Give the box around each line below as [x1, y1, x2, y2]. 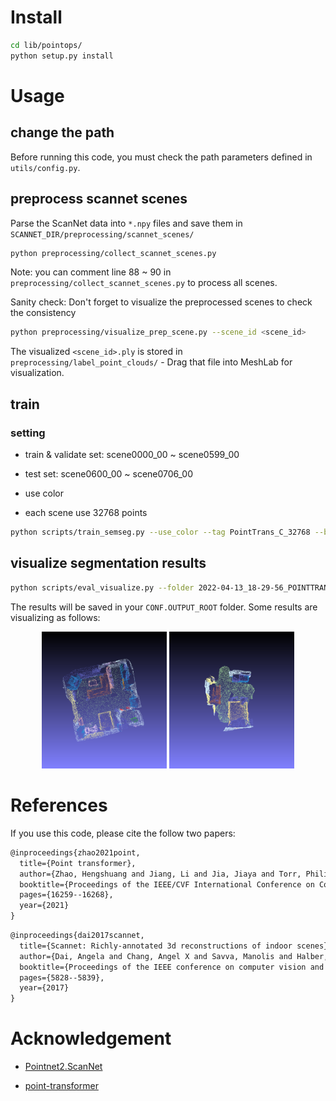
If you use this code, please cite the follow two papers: [10, 827, 236, 839]
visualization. [10, 367, 65, 379]
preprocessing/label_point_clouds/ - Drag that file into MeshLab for [10, 356, 293, 368]
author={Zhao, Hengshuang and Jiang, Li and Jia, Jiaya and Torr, [19, 869, 302, 879]
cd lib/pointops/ [10, 40, 83, 50]
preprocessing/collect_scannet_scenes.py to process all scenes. [10, 277, 278, 289]
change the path [10, 124, 115, 141]
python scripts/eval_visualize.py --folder [10, 582, 195, 593]
